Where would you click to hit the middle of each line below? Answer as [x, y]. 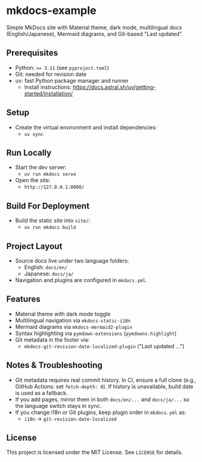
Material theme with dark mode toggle [63, 314]
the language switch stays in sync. [58, 405]
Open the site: [32, 181]
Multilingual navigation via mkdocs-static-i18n [73, 320]
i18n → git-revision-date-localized [70, 419]
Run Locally [29, 153]
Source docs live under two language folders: [72, 261]
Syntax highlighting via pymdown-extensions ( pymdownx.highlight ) [96, 333]
